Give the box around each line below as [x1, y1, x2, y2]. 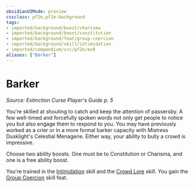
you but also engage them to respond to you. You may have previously [6, 120, 177, 127]
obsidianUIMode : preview [6, 8, 67, 15]
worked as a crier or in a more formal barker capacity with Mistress [6, 126, 169, 133]
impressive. [6, 138, 34, 146]
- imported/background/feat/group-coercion [6, 36, 114, 41]
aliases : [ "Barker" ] [6, 52, 57, 58]
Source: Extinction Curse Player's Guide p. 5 [6, 96, 113, 103]
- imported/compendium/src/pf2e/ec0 [6, 47, 96, 53]
